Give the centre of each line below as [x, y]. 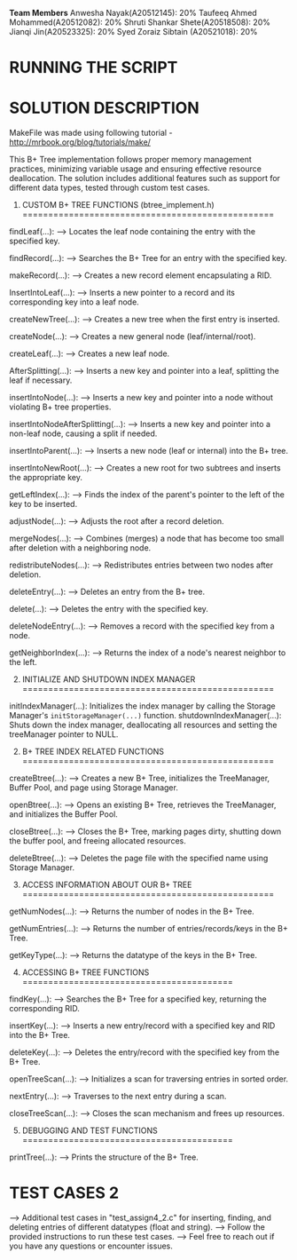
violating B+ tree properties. [60, 407]
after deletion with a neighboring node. [80, 548]
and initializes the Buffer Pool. [63, 814]
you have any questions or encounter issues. [91, 1246]
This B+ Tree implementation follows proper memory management [130, 160]
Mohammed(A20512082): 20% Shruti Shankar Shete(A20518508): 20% [140, 22]
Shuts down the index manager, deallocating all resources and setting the [143, 725]
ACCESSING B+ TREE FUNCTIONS [86, 972]
